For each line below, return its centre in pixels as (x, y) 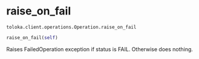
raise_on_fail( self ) (32, 37)
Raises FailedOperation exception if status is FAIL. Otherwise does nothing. (100, 49)
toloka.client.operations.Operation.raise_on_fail (71, 27)
